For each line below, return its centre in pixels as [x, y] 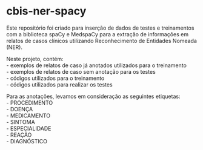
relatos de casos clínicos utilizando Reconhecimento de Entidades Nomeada [101, 41]
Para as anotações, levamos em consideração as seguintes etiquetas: [93, 96]
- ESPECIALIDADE [29, 128]
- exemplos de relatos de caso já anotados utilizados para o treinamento [96, 65]
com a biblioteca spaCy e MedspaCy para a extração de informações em [98, 34]
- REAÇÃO [19, 135]
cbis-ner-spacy [46, 11]
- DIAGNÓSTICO [27, 141]
